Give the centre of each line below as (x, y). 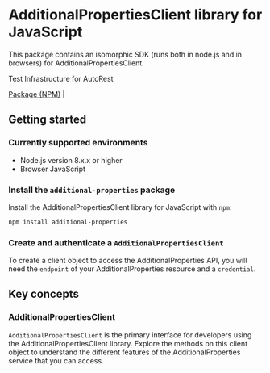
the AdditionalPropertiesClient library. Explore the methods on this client (128, 343)
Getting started (48, 120)
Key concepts (44, 294)
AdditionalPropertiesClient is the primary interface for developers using (130, 335)
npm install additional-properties (68, 222)
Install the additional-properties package (92, 190)
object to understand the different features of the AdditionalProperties (125, 352)
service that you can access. (56, 360)
